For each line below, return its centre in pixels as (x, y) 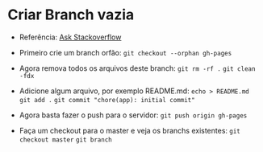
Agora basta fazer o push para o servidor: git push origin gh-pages (133, 115)
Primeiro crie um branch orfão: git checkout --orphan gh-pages (125, 52)
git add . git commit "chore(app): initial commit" (107, 100)
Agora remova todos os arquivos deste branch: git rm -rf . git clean (137, 68)
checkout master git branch (65, 140)
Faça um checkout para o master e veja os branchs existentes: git (130, 130)
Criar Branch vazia (71, 15)
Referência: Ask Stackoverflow (70, 37)
